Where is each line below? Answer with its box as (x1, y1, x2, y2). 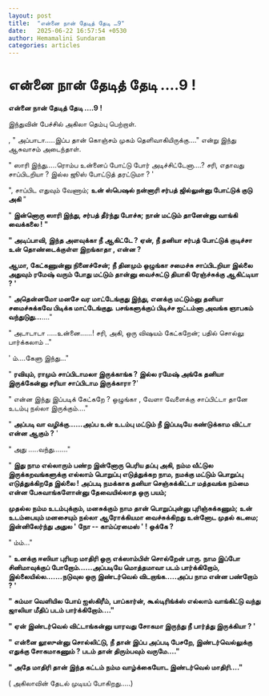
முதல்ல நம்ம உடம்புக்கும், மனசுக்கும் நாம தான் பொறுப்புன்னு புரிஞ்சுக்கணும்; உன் (8, 504, 252, 513)
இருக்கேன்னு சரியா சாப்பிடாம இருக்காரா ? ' (8, 378, 139, 388)
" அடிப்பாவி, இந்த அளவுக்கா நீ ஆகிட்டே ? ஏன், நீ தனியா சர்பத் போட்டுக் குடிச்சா (8, 236, 252, 245)
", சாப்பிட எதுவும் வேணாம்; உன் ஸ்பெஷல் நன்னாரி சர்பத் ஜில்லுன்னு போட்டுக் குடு (8, 185, 253, 195)
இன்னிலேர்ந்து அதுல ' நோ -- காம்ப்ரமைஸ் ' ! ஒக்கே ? (8, 522, 174, 532)
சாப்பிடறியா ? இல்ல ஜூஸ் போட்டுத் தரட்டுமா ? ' (8, 169, 155, 179)
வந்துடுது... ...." (8, 312, 53, 322)
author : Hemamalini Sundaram (8, 34, 106, 42)
